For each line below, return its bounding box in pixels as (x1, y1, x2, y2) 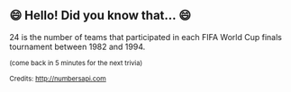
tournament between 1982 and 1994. (9, 41, 146, 52)
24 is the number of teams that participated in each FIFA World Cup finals (9, 31, 282, 42)
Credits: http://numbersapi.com (9, 74, 106, 83)
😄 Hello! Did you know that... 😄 (9, 8, 192, 23)
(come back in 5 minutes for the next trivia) (9, 58, 142, 67)
